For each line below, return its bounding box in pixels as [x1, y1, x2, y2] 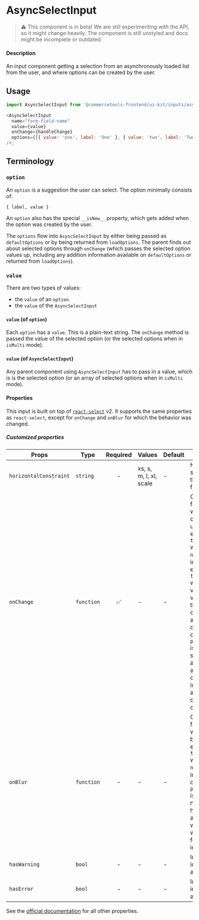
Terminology [6, 157, 54, 167]
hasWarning [9, 861, 40, 868]
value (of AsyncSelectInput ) [6, 355, 74, 362]
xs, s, [137, 464, 152, 472]
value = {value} [11, 123, 46, 129]
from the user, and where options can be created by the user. [6, 69, 156, 76]
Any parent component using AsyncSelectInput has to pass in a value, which [6, 368, 193, 375]
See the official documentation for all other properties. [6, 907, 139, 914]
